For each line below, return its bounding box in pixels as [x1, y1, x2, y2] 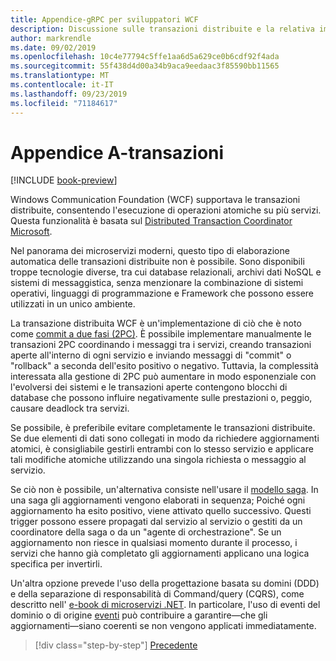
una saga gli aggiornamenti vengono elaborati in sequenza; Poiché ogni [10, 494, 306, 506]
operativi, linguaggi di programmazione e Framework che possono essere [10, 287, 315, 300]
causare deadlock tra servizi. [10, 402, 130, 415]
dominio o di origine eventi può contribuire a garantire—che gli [10, 609, 268, 621]
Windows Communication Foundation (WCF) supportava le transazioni [10, 194, 301, 206]
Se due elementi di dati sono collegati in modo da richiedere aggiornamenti [10, 432, 320, 445]
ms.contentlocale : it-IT [10, 80, 114, 90]
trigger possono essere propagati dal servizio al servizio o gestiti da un [10, 516, 303, 528]
